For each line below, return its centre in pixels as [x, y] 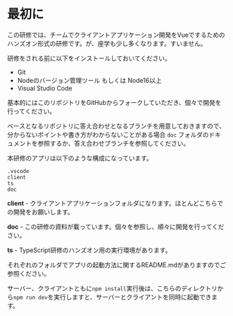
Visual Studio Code [45, 88]
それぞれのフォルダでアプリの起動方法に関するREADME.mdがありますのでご [117, 265]
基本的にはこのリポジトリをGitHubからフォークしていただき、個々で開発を [114, 102]
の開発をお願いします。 [41, 212]
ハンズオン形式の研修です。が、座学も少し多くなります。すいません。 [107, 43]
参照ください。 [29, 273]
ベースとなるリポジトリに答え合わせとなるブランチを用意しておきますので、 [116, 126]
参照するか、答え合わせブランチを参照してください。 [113, 143]
